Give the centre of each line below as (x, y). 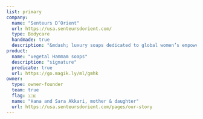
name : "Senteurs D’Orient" (46, 23)
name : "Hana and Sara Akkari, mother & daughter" (75, 101)
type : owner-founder (37, 85)
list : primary (24, 12)
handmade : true (31, 40)
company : (17, 17)
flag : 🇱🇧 (24, 96)
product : (17, 51)
